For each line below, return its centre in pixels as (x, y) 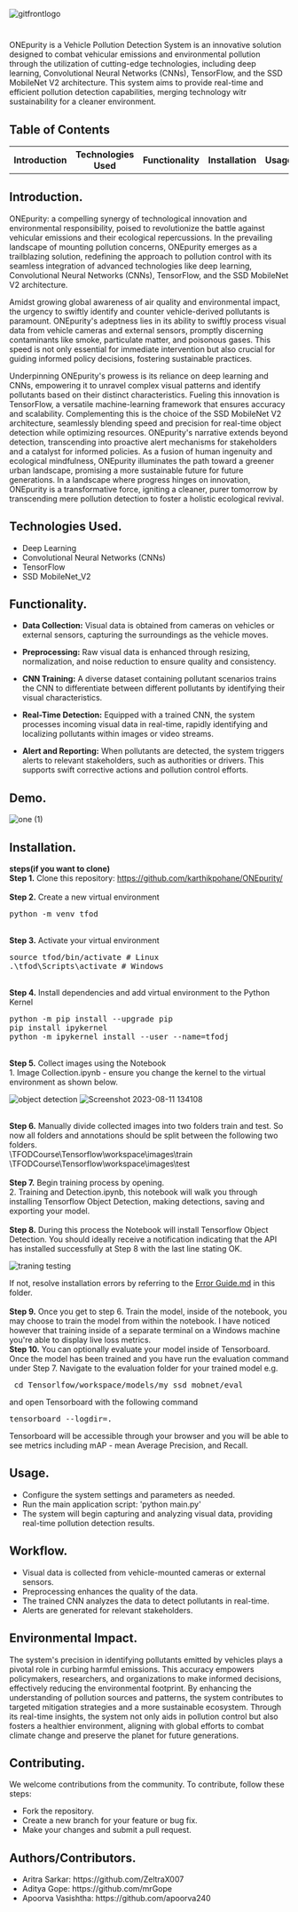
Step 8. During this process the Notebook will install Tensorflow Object (139, 1230)
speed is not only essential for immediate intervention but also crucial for (142, 349)
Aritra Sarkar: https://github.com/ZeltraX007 (103, 1879)
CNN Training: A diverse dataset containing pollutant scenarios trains (149, 679)
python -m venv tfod (54, 914)
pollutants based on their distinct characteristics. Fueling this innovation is (145, 395)
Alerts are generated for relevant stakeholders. (107, 1610)
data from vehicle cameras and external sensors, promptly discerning (136, 330)
